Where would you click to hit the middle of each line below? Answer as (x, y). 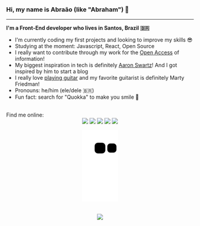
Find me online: (25, 115)
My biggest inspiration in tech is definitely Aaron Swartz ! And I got (96, 65)
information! (29, 59)
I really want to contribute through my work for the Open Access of (97, 52)
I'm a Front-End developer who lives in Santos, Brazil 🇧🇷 (78, 28)
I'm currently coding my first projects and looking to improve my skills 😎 (104, 40)
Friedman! (27, 84)
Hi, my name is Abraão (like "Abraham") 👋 (68, 10)
